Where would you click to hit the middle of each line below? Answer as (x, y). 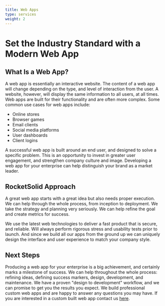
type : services (21, 14)
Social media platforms (36, 130)
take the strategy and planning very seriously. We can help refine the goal (80, 209)
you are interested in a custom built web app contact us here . (67, 298)
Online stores (26, 115)
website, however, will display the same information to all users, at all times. (82, 94)
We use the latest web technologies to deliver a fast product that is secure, (81, 224)
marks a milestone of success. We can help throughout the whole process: (81, 272)
